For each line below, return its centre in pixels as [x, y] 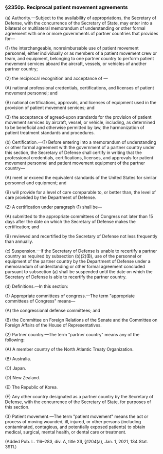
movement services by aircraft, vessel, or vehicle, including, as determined [80, 122]
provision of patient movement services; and [50, 108]
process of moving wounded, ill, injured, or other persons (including [73, 422]
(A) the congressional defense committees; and [53, 311]
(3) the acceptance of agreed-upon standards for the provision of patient [78, 117]
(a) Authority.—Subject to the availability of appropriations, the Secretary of [81, 18]
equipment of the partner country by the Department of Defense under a [78, 261]
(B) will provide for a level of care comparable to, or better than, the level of [81, 193]
